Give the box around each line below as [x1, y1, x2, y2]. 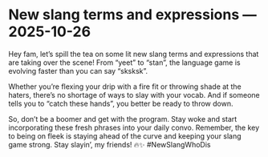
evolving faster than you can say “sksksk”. [8, 66, 148, 75]
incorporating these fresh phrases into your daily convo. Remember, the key [8, 123, 260, 132]
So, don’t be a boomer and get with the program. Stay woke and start [8, 114, 238, 123]
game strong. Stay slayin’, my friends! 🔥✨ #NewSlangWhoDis [8, 139, 211, 149]
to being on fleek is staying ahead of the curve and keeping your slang [8, 131, 242, 141]
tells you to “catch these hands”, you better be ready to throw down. [8, 99, 233, 108]
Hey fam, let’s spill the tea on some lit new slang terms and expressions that [8, 49, 259, 58]
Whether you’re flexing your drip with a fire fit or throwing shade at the [8, 82, 242, 91]
